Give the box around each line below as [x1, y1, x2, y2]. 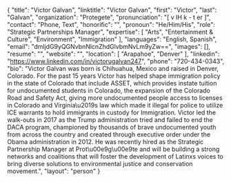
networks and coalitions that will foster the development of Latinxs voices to [7, 152, 224, 161]
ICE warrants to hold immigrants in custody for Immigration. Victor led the [7, 108, 216, 117]
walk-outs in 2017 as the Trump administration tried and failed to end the [7, 116, 214, 123]
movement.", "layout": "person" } [7, 167, 101, 175]
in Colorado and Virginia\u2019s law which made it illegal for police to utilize [7, 101, 223, 109]
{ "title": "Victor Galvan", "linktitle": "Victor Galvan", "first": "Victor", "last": [7, 6, 217, 14]
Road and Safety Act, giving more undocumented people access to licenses [7, 94, 223, 102]
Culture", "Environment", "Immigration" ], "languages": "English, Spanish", [7, 35, 217, 43]
